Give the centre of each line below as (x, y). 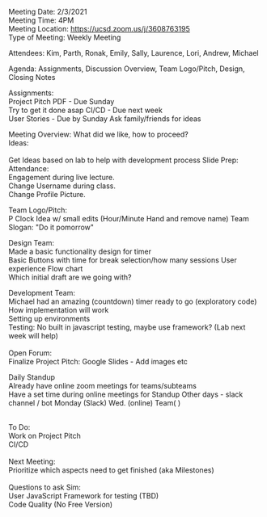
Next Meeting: (32, 461)
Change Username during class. (62, 186)
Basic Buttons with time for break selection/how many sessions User (123, 260)
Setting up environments (49, 319)
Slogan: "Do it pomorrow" (51, 227)
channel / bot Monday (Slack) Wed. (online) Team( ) (95, 403)
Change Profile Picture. (47, 194)
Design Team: (32, 243)
